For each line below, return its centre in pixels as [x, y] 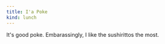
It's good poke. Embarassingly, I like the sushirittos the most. [83, 34]
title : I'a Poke [27, 12]
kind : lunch [21, 17]
